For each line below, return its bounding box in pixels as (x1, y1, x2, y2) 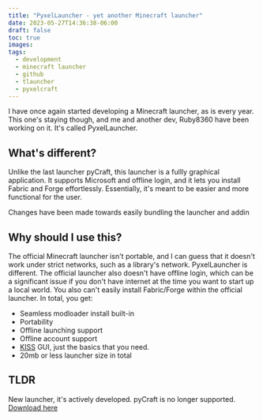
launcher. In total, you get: (8, 294, 93, 302)
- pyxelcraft (15, 84, 58, 93)
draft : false (8, 26, 51, 34)
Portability (19, 317, 54, 326)
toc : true (8, 33, 41, 42)
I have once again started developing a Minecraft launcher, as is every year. (8, 107, 254, 116)
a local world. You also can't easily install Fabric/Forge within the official (8, 285, 242, 294)
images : (8, 41, 34, 49)
